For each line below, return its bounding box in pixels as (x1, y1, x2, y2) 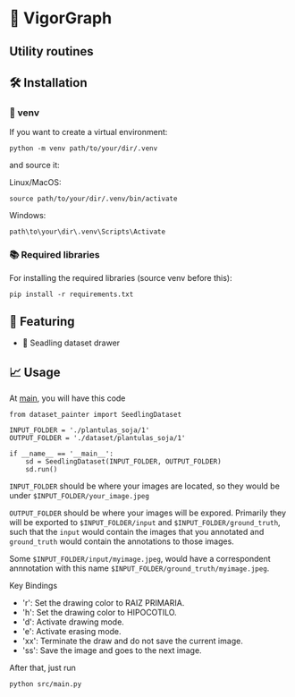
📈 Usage (9, 364, 61, 379)
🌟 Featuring (9, 313, 75, 329)
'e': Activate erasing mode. (21, 626, 122, 637)
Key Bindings (9, 581, 58, 591)
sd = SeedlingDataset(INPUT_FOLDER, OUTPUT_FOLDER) (25, 457, 222, 466)
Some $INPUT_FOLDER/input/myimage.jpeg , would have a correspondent (9, 554, 271, 565)
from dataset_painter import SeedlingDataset (9, 411, 181, 420)
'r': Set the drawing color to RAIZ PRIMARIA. (21, 598, 185, 608)
